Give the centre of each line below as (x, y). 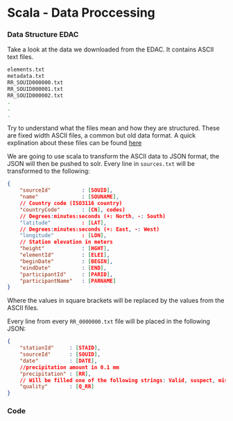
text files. (20, 57)
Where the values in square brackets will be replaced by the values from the (116, 301)
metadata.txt (26, 76)
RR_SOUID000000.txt (35, 83)
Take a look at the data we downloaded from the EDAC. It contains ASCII (111, 49)
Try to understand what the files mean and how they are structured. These (113, 128)
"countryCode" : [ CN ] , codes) (73, 210)
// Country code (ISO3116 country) (71, 204)
